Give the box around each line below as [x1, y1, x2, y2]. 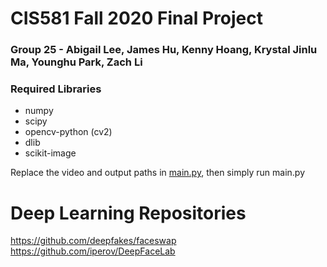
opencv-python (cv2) [24, 126, 113, 138]
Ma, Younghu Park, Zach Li [10, 55, 143, 69]
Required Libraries [10, 82, 102, 96]
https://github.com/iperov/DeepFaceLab [10, 245, 176, 257]
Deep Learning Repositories [10, 202, 247, 224]
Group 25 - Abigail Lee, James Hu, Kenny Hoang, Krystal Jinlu [10, 43, 318, 57]
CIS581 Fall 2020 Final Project [10, 7, 263, 30]
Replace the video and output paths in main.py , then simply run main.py [10, 167, 305, 179]
